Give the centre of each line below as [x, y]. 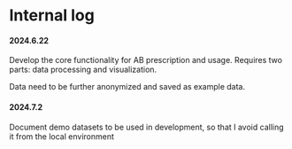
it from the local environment [62, 136]
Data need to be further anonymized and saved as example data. [127, 87]
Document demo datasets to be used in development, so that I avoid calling [147, 127]
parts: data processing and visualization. [83, 70]
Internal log [52, 16]
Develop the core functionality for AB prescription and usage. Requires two [146, 60]
